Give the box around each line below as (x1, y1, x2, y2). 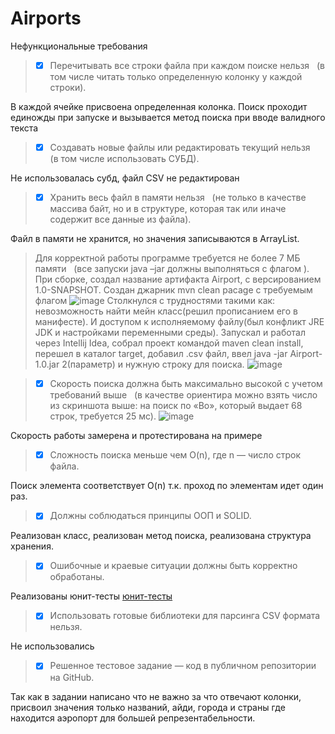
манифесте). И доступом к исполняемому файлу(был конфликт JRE (34, 316, 325, 328)
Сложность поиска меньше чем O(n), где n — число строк (49, 449, 301, 461)
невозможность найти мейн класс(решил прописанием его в (34, 305, 298, 317)
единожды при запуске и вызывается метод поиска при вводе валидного (10, 112, 326, 123)
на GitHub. (49, 671, 95, 683)
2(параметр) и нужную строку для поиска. (61, 358, 245, 371)
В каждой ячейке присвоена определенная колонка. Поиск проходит (10, 101, 308, 112)
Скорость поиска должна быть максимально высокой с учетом (49, 378, 323, 390)
